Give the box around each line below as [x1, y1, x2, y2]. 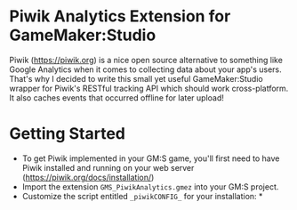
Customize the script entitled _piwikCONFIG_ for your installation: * [21, 190, 263, 201]
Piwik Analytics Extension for [9, 6, 231, 27]
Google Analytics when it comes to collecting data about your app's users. [9, 64, 282, 75]
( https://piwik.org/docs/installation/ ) [21, 172, 155, 182]
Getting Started [9, 124, 126, 144]
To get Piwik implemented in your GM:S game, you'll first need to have [21, 153, 280, 164]
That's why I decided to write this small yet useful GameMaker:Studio [9, 73, 264, 84]
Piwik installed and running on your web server [21, 162, 195, 173]
